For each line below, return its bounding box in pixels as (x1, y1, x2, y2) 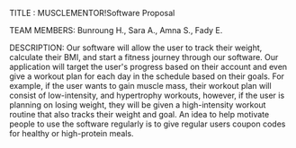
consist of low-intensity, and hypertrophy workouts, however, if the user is (9, 90, 285, 100)
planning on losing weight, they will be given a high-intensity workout (9, 100, 266, 110)
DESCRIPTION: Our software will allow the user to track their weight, (9, 42, 263, 53)
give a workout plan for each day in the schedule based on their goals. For (9, 71, 285, 82)
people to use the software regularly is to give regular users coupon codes (9, 118, 286, 129)
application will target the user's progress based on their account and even (9, 62, 288, 72)
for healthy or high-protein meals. (9, 128, 134, 138)
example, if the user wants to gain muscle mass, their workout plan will (9, 81, 272, 91)
